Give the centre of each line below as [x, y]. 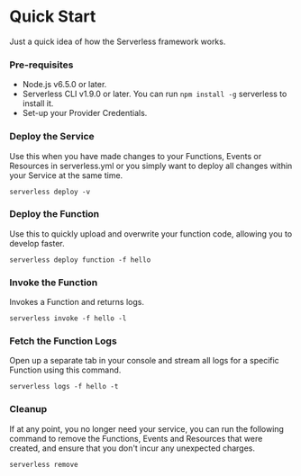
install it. [38, 103]
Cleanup [28, 409]
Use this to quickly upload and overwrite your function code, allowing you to [151, 234]
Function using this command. [65, 370]
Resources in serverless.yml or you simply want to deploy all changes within [151, 166]
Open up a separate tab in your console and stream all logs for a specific [144, 361]
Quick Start [53, 17]
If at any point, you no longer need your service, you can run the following [146, 428]
